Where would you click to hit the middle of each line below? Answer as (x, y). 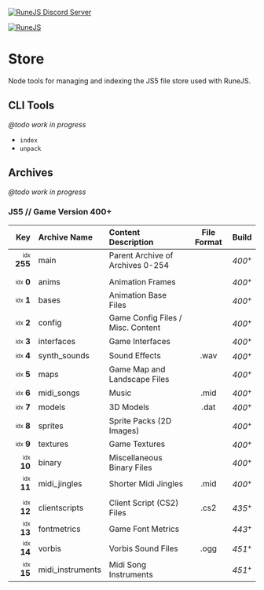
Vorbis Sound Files (143, 548)
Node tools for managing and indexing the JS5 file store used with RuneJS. (130, 81)
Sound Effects (135, 356)
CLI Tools (31, 106)
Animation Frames (142, 281)
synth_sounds (64, 356)
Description (131, 242)
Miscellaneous (136, 457)
